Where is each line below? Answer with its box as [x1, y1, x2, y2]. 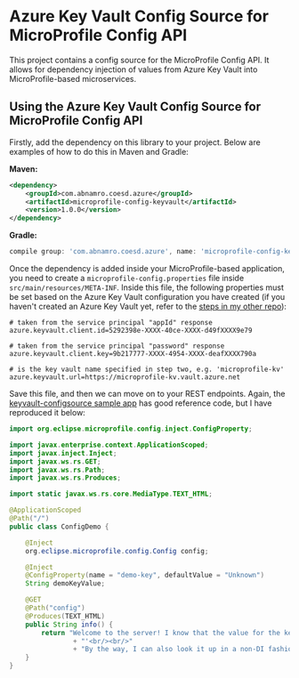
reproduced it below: [9, 408, 86, 417]
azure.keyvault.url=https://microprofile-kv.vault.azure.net [9, 373, 241, 382]
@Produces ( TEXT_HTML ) [25, 611, 105, 620]
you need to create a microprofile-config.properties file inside [9, 273, 245, 283]
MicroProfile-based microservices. [9, 73, 137, 84]
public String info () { [25, 620, 114, 629]
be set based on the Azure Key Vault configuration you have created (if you [9, 292, 286, 302]
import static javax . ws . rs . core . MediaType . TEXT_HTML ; [9, 489, 214, 499]
